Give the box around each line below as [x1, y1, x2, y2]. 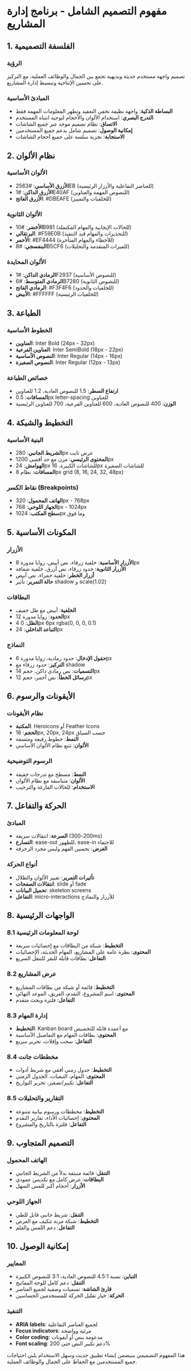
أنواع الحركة [7, 860, 38, 869]
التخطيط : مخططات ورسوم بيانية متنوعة [15, 1107, 104, 1115]
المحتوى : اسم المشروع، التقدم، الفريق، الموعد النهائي [15, 989, 135, 997]
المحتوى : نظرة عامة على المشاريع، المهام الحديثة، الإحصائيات [15, 948, 151, 956]
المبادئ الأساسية [7, 94, 50, 102]
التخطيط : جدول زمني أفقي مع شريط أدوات [15, 1066, 112, 1074]
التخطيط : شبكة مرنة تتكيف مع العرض [15, 1217, 99, 1224]
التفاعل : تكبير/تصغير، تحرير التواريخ [15, 1079, 93, 1086]
